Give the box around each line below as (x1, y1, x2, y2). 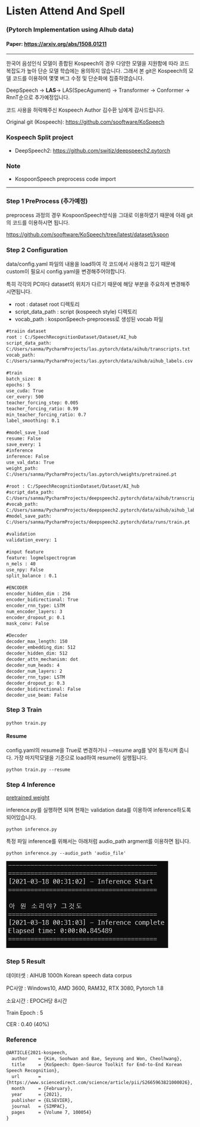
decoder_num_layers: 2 (6, 668, 62, 674)
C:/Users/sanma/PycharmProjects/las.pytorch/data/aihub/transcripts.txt (6, 346, 190, 352)
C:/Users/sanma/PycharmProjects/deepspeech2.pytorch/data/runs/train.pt (6, 519, 190, 525)
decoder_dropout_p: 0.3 (6, 680, 65, 686)
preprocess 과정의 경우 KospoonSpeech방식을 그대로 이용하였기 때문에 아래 (6, 212, 186, 219)
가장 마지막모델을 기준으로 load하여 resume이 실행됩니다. (14, 754, 148, 761)
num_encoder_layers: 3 (6, 609, 62, 615)
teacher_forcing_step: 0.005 (6, 400, 79, 406)
